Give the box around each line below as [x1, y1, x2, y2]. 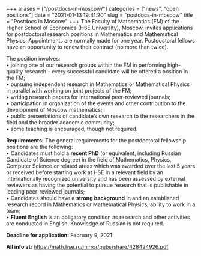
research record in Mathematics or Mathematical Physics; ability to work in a [6, 201, 196, 208]
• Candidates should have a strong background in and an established [6, 195, 179, 201]
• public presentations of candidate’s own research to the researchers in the [6, 112, 195, 120]
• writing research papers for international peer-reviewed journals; [6, 93, 171, 100]
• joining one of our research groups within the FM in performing [6, 61, 166, 69]
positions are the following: [6, 144, 73, 150]
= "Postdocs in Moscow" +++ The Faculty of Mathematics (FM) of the [6, 18, 179, 25]
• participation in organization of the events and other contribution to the [6, 100, 186, 107]
